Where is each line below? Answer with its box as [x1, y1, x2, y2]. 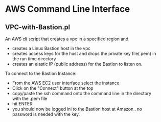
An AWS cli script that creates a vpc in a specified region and [5, 36, 129, 42]
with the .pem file [12, 96, 47, 101]
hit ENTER [12, 101, 33, 106]
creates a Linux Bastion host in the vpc [12, 46, 91, 51]
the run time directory [12, 56, 56, 62]
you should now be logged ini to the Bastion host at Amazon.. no [12, 106, 142, 112]
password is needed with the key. [12, 111, 80, 117]
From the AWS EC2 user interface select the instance [12, 80, 120, 86]
